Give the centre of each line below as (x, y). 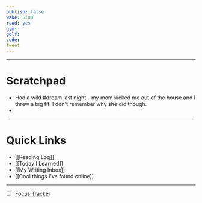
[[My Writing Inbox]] (40, 170)
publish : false (25, 12)
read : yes (19, 23)
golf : (13, 34)
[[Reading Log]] (34, 157)
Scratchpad (36, 81)
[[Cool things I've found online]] (54, 176)
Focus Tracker (33, 193)
